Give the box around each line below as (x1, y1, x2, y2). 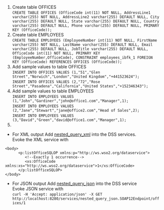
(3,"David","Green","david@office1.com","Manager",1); (12, 118, 127, 122)
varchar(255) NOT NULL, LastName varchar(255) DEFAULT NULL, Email (12, 42, 153, 47)
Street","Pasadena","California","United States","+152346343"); (12, 84, 148, 89)
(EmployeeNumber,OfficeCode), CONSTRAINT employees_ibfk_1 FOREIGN (12, 55, 153, 60)
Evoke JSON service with (12, 186, 64, 191)
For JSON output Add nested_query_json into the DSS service (12, 180, 137, 186)
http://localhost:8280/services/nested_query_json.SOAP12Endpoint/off (12, 196, 160, 201)
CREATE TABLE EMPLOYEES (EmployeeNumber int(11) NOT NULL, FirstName (12, 38, 158, 43)
